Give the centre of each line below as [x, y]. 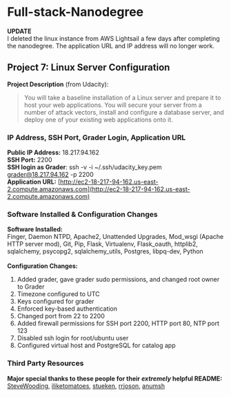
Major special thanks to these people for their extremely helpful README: [115, 378]
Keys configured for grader [56, 302]
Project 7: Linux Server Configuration [89, 67]
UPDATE [19, 31]
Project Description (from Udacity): [58, 84]
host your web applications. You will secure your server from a [113, 105]
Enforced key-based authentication [67, 309]
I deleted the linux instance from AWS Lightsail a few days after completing [114, 38]
